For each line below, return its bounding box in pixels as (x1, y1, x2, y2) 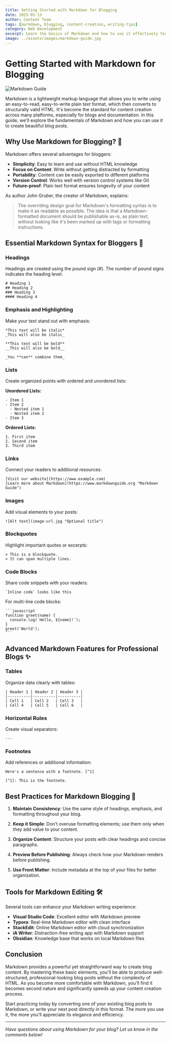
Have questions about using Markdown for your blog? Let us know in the (5, 1026, 158, 1032)
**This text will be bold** (5, 341, 65, 346)
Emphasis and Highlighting (5, 306, 73, 313)
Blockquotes (5, 530, 37, 537)
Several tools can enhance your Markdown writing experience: (5, 904, 137, 910)
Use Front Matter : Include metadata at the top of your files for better (12, 867, 157, 873)
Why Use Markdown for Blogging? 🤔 (5, 137, 122, 146)
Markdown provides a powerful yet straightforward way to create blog (5, 963, 152, 970)
